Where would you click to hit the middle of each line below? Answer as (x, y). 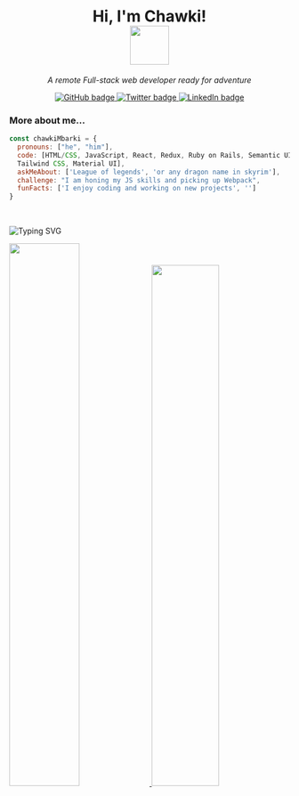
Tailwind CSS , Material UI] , (71, 163)
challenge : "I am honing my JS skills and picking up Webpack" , (139, 180)
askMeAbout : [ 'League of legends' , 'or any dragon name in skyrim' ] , (149, 172)
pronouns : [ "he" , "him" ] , (65, 147)
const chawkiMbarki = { (53, 139)
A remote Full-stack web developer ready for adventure (149, 80)
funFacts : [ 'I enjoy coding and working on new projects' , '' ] (137, 189)
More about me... (48, 120)
